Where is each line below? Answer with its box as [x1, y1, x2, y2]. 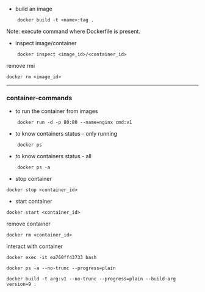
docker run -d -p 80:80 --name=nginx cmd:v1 [17, 119, 132, 126]
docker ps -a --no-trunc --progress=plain [6, 265, 116, 271]
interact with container [6, 243, 63, 250]
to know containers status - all [15, 153, 92, 160]
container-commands [6, 93, 73, 102]
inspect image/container [15, 40, 77, 46]
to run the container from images [15, 108, 98, 115]
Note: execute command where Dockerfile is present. [6, 27, 140, 35]
